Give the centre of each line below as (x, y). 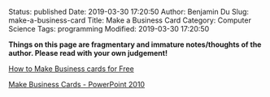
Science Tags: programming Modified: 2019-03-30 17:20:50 (109, 29)
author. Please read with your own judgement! (88, 53)
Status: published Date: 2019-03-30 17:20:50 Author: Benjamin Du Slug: (129, 12)
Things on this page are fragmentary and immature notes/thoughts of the (135, 44)
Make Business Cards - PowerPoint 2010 (76, 84)
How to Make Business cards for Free (71, 69)
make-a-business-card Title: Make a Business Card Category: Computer (130, 20)
